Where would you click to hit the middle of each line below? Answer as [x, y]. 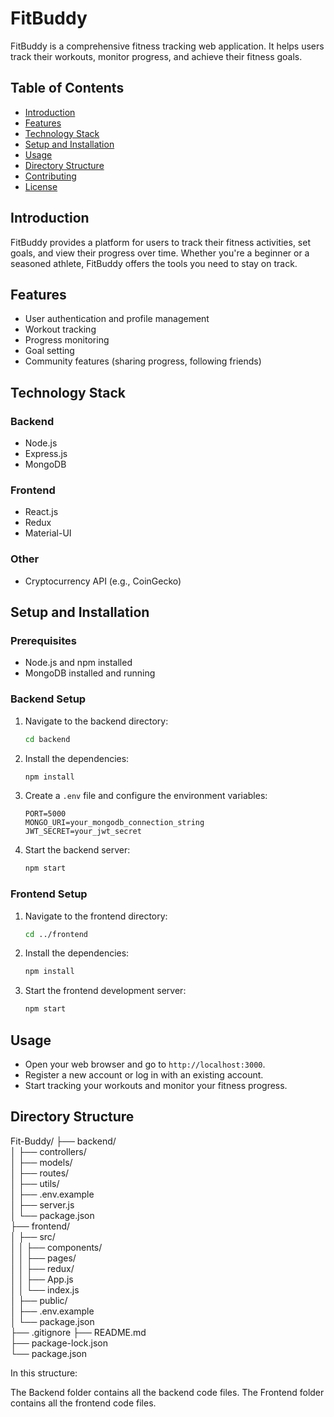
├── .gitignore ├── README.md [78, 1332]
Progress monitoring [67, 340]
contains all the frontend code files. [83, 1403]
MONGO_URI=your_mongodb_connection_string [114, 823]
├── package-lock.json [59, 1343]
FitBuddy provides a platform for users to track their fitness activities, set [161, 242]
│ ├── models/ [41, 1162]
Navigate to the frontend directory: [96, 916]
